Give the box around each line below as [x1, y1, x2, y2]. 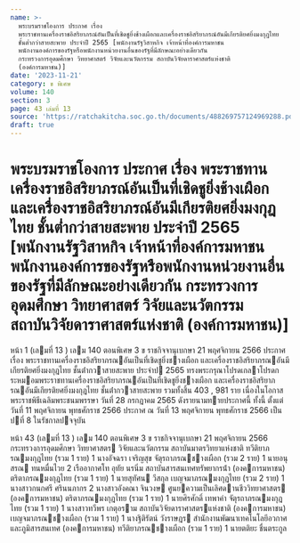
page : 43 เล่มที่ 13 [10, 104, 71, 113]
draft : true [10, 121, 54, 130]
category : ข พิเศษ [10, 79, 71, 88]
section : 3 [10, 95, 51, 105]
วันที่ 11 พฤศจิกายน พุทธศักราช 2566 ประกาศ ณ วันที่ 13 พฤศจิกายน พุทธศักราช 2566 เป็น [10, 404, 283, 415]
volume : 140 [10, 87, 54, 96]
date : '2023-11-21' [10, 71, 83, 80]
